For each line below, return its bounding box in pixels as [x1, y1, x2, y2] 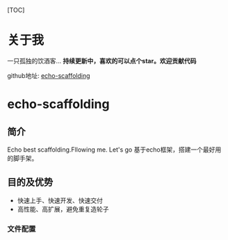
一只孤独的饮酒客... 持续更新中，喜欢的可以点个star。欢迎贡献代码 [7, 56, 197, 65]
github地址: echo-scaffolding [7, 71, 90, 79]
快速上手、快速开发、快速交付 [17, 196, 103, 205]
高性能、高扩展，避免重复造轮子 [17, 205, 109, 213]
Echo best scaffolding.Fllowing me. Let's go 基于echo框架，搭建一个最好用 [7, 145, 222, 154]
